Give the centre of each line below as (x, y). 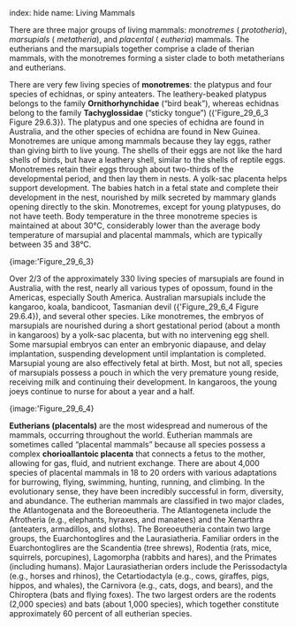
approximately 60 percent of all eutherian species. (101, 613)
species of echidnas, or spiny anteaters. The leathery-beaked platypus (138, 94)
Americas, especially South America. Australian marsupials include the (138, 297)
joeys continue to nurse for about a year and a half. (102, 391)
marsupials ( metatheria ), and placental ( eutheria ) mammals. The (129, 39)
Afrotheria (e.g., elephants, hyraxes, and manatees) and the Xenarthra (137, 520)
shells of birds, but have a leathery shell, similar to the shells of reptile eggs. (147, 160)
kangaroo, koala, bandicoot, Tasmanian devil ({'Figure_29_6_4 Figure (134, 307)
